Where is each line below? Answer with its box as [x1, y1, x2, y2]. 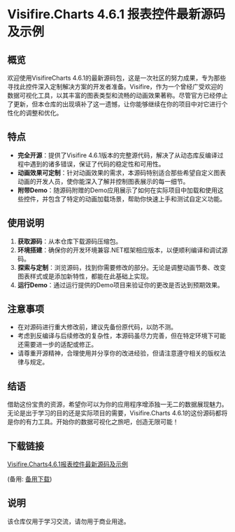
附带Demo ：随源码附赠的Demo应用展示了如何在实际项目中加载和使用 [17, 186, 218, 194]
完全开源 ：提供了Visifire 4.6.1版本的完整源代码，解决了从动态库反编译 [17, 151, 218, 159]
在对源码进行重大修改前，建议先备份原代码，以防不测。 [17, 323, 177, 331]
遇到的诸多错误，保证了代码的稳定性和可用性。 [29, 159, 165, 168]
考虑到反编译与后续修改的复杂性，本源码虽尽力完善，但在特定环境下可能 [17, 331, 226, 340]
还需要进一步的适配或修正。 [17, 340, 98, 349]
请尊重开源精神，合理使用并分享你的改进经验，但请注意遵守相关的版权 [17, 349, 220, 357]
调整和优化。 [25, 109, 63, 117]
